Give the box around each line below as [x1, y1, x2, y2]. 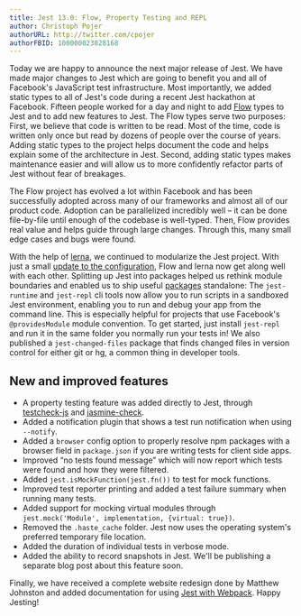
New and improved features [9, 373, 169, 389]
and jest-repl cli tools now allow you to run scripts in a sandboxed [40, 290, 289, 300]
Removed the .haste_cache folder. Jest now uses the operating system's [22, 522, 291, 533]
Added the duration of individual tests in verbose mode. [22, 541, 230, 552]
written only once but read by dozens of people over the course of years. [9, 130, 281, 141]
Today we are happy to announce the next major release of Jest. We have [9, 63, 284, 74]
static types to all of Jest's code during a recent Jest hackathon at [9, 92, 256, 103]
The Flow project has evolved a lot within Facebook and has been [9, 186, 253, 197]
